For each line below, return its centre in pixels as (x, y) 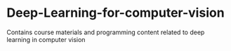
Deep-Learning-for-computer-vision (116, 13)
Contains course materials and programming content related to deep (106, 32)
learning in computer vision (46, 39)
